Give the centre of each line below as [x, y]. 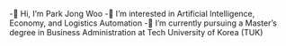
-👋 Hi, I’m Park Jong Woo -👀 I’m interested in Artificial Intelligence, [132, 14]
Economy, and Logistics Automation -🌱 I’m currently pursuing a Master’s [143, 23]
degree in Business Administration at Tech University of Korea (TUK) [136, 32]
